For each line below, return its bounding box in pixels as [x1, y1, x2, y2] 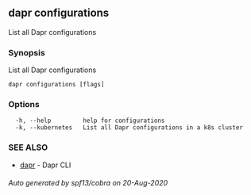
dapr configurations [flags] [8, 81, 105, 89]
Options [8, 99, 40, 110]
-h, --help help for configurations [15, 117, 165, 125]
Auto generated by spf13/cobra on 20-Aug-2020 [8, 178, 168, 188]
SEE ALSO [8, 142, 48, 153]
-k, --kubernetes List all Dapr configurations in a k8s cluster [15, 124, 244, 132]
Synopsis [8, 47, 45, 58]
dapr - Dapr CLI [19, 160, 71, 170]
